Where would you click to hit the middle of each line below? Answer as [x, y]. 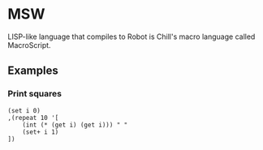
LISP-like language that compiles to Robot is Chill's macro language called [131, 36]
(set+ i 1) [41, 132]
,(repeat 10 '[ [33, 118]
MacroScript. [29, 45]
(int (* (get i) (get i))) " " [75, 125]
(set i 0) [24, 110]
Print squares [35, 94]
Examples [33, 71]
